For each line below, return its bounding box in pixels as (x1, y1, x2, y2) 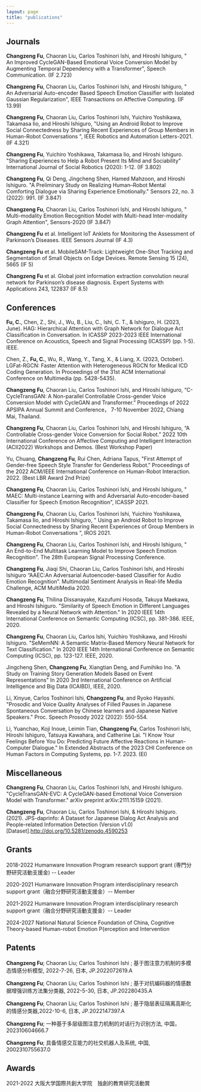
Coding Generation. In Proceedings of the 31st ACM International (6, 368, 166, 376)
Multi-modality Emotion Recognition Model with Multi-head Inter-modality (6, 212, 188, 219)
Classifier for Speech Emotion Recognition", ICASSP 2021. (6, 498, 150, 506)
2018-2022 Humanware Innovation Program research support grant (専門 (6, 861, 187, 869)
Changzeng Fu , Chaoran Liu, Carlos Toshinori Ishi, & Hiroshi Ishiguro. (6, 808, 178, 815)
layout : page (6, 8, 39, 15)
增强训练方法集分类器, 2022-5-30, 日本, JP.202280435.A (11, 987, 153, 994)
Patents (6, 943, 36, 953)
